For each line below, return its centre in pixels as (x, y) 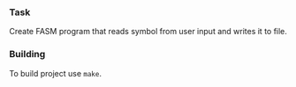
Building (27, 54)
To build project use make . (55, 73)
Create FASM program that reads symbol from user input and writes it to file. (148, 32)
